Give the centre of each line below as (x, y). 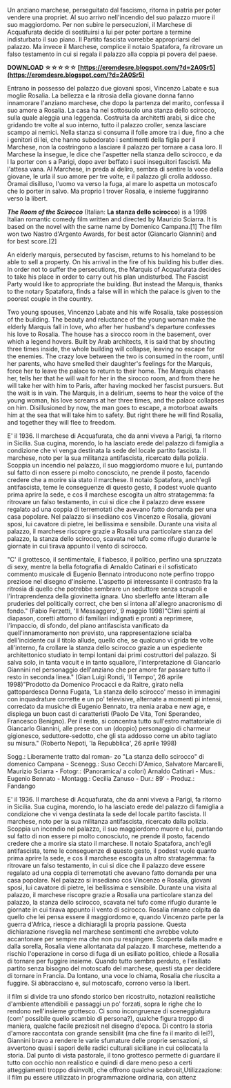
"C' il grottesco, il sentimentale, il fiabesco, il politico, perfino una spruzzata (114, 559)
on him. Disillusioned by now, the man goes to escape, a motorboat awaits (113, 408)
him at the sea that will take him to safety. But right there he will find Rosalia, (115, 415)
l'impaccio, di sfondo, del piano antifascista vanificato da (88, 626)
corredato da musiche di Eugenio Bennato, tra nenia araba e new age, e (109, 706)
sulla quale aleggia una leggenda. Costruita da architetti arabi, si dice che (111, 118)
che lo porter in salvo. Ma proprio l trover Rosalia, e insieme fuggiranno (108, 191)
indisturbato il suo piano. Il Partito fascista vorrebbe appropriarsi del (104, 39)
